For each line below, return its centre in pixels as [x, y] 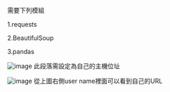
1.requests [22, 24]
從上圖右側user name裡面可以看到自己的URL [98, 81]
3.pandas [21, 52]
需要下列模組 [26, 10]
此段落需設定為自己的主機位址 [77, 66]
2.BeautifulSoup [31, 38]
